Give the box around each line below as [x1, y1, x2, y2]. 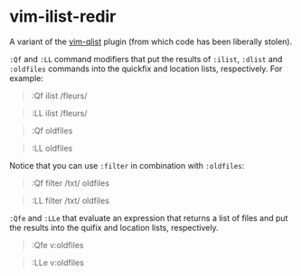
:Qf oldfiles [31, 124, 73, 136]
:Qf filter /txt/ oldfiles [31, 178, 110, 189]
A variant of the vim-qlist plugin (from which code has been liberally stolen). [9, 36, 293, 47]
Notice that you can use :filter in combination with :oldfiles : [9, 160, 245, 170]
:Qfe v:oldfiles [31, 239, 84, 250]
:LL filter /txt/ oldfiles [31, 195, 110, 206]
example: [9, 72, 43, 83]
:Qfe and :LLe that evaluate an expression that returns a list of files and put [9, 212, 288, 223]
